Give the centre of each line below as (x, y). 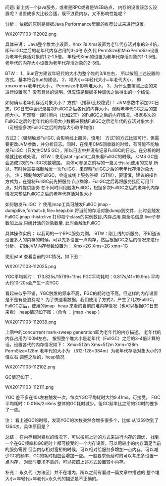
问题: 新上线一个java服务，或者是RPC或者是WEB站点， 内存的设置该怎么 (79, 7)
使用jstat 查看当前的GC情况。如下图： (44, 256)
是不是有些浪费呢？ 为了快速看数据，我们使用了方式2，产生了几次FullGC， (81, 300)
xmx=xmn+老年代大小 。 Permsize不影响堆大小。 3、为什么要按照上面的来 (81, 86)
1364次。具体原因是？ (28, 426)
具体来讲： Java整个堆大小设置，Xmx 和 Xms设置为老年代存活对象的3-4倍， (83, 44)
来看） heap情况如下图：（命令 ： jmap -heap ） (54, 312)
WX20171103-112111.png (29, 387)
